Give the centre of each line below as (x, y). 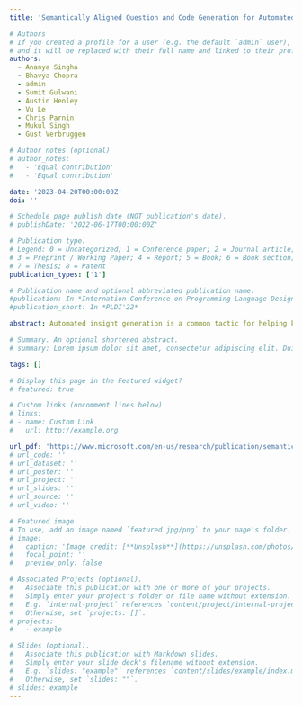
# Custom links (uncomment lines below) (86, 406)
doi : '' (24, 200)
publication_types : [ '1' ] (58, 274)
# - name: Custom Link (52, 422)
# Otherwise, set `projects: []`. (78, 612)
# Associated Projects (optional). (76, 580)
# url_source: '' (42, 497)
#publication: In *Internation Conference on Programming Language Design (152, 299)
